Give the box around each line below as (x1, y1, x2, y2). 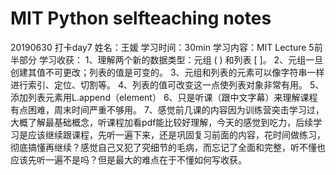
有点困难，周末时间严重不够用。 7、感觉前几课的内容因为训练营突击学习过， (10, 103, 325, 116)
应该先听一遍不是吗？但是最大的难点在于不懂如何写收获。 (10, 153, 247, 166)
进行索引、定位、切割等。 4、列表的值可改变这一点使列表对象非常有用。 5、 (10, 78, 325, 91)
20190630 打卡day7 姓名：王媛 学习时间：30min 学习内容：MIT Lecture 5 (10, 41, 315, 53)
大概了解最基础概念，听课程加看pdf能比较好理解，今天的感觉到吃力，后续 (10, 116, 314, 128)
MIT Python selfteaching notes (10, 7, 272, 30)
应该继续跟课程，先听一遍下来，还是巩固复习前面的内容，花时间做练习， (27, 128, 326, 141)
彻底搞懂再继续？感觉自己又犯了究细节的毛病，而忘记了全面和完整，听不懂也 (10, 141, 326, 153)
